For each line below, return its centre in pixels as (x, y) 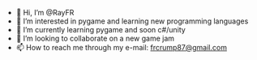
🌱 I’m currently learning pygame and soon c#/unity (101, 30)
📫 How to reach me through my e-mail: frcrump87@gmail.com (121, 47)
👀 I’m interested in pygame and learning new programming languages (132, 21)
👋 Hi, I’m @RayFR (45, 13)
